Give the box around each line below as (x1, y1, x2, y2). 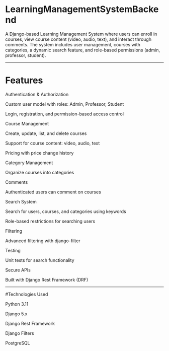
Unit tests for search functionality (5, 257, 74, 263)
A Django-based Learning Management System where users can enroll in (5, 31, 157, 37)
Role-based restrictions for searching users (5, 218, 96, 224)
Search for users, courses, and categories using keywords (5, 208, 127, 215)
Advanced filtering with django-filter (5, 238, 80, 244)
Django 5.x (5, 311, 28, 317)
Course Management (5, 120, 49, 126)
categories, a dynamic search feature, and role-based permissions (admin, (5, 47, 160, 53)
